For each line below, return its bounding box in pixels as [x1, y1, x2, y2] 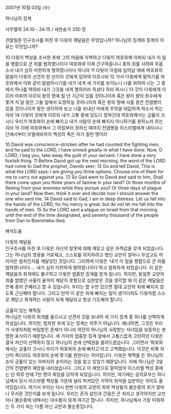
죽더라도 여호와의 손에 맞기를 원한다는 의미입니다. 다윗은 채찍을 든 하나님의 [14, 352, 163, 358]
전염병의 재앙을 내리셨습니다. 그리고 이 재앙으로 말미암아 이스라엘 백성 [14, 365, 154, 371]
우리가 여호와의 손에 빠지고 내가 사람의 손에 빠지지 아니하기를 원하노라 [14, 118, 154, 124]
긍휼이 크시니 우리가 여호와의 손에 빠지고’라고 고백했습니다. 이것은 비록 [18, 346, 159, 352]
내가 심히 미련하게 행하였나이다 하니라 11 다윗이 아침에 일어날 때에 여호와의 [14, 67, 163, 73]
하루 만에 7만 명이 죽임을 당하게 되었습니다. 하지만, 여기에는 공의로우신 [16, 372, 156, 377]
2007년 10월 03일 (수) [5, 5, 50, 10]
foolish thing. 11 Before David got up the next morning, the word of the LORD [5, 158, 166, 164]
